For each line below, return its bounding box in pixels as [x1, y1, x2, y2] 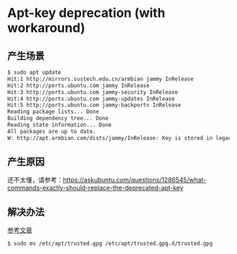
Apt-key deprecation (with [7, 5, 166, 21]
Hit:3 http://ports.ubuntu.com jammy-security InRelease [7, 88, 178, 96]
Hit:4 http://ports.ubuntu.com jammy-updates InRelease [7, 95, 175, 102]
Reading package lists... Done [7, 108, 99, 116]
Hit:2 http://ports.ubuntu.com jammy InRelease [7, 82, 150, 89]
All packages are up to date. [7, 128, 97, 135]
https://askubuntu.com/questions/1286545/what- [63, 176, 207, 184]
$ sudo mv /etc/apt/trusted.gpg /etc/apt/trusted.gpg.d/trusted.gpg [7, 240, 213, 248]
